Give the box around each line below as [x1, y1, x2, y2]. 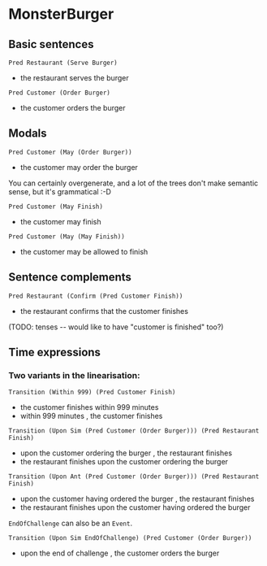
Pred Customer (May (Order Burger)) [8, 148, 132, 156]
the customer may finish [19, 216, 101, 226]
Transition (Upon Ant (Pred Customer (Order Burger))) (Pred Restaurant [8, 472, 260, 481]
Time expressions [8, 346, 101, 359]
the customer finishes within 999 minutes [19, 403, 159, 412]
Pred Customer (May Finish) [8, 202, 104, 211]
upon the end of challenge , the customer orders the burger [19, 548, 220, 558]
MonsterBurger [8, 5, 114, 24]
